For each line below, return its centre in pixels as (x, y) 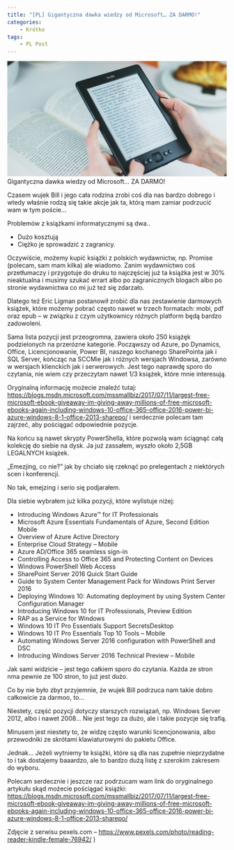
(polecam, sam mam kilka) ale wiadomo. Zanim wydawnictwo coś (101, 265)
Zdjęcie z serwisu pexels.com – (52, 832)
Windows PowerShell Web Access (67, 566)
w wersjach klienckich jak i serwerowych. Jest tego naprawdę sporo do (110, 367)
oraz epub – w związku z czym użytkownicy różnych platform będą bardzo (115, 316)
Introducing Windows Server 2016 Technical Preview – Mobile (106, 656)
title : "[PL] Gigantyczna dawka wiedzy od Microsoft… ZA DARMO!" (104, 15)
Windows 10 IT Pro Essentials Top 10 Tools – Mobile (91, 633)
